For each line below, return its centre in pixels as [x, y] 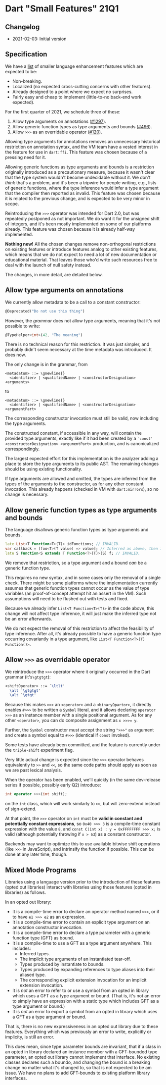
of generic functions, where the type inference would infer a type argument [82, 188]
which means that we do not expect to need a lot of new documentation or [81, 254]
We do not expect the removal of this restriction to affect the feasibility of [80, 628]
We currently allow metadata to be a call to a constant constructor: [73, 302]
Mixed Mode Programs [41, 870]
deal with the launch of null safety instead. [48, 265]
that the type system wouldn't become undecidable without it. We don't [78, 177]
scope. [12, 204]
